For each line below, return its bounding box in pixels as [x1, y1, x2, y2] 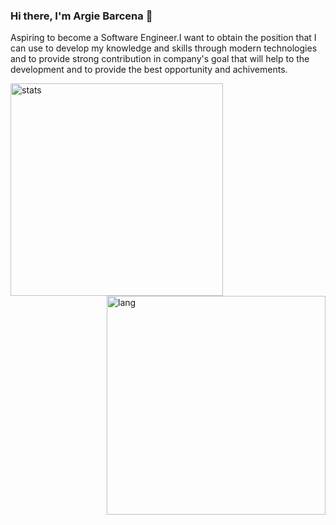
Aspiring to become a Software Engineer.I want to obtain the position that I [10, 32, 317, 44]
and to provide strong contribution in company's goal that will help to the [10, 53, 310, 65]
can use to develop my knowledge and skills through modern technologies [10, 42, 318, 54]
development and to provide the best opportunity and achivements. [10, 64, 288, 76]
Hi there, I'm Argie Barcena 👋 [10, 9, 153, 23]
